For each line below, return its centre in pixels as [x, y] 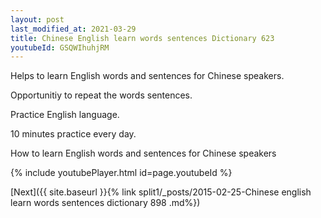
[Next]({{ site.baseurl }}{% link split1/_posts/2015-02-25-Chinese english [161, 192]
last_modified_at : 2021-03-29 [73, 29]
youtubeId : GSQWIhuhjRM [60, 47]
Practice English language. [65, 115]
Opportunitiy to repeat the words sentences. [101, 95]
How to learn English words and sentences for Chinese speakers [143, 153]
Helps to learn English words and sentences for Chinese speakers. [147, 76]
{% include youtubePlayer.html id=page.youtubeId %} [121, 173]
